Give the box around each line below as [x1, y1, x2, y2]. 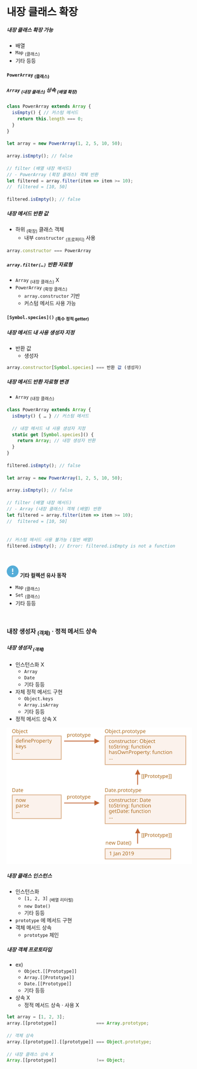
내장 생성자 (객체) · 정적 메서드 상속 [6, 627, 97, 636]
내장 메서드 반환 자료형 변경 [6, 378, 69, 385]
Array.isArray [24, 702, 59, 708]
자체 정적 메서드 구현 [15, 688, 63, 695]
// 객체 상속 [6, 1033, 34, 1038]
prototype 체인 [24, 931, 59, 939]
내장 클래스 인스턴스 [6, 872, 52, 879]
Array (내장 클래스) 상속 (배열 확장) [6, 86, 78, 95]
